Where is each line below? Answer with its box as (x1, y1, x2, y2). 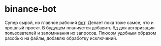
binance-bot (4, 3, 57, 15)
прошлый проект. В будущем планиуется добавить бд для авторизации (4, 24, 155, 30)
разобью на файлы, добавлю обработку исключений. (4, 35, 118, 41)
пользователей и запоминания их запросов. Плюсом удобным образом (4, 30, 156, 36)
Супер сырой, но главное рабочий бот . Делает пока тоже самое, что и (4, 20, 154, 25)
